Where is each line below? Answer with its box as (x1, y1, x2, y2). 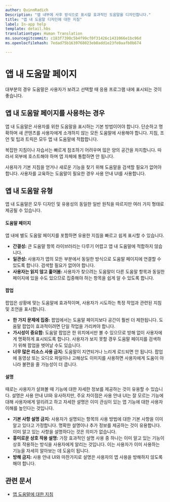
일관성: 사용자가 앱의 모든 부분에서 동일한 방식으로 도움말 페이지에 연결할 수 (12, 256, 161, 262)
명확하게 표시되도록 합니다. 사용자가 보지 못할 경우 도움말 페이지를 (18, 336, 148, 342)
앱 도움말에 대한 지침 (12, 491, 54, 497)
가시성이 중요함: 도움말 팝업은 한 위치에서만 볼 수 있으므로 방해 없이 (12, 329, 145, 335)
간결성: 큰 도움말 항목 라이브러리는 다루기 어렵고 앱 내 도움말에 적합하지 (12, 243, 153, 249)
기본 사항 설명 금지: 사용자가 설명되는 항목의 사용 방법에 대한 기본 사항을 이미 (12, 416, 163, 422)
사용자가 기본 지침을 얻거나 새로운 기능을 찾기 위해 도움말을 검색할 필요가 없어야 (5, 164, 162, 170)
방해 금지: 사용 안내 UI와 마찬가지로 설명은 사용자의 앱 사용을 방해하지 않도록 (12, 454, 163, 460)
